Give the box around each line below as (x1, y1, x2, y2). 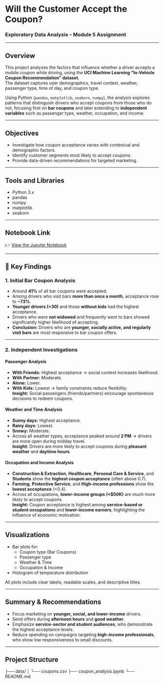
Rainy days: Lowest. (12, 422, 54, 428)
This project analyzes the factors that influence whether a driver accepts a (5, 64, 155, 70)
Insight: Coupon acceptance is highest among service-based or (12, 501, 143, 507)
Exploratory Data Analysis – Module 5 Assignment (5, 31, 126, 38)
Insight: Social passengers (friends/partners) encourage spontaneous (12, 390, 154, 396)
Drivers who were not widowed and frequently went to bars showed (12, 314, 150, 320)
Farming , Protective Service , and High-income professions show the (12, 481, 154, 487)
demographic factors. (12, 147, 56, 153)
